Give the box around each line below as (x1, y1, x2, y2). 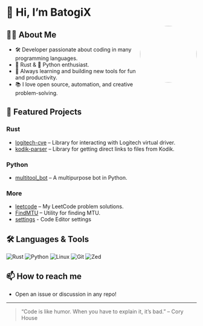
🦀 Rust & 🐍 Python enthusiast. (14, 61, 89, 68)
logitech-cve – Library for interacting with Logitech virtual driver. (14, 139, 176, 146)
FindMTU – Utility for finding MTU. (14, 209, 101, 217)
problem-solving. (14, 90, 59, 96)
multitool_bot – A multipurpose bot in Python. (14, 174, 127, 181)
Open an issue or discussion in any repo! (14, 290, 117, 298)
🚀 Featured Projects (6, 107, 82, 117)
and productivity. (14, 74, 57, 81)
